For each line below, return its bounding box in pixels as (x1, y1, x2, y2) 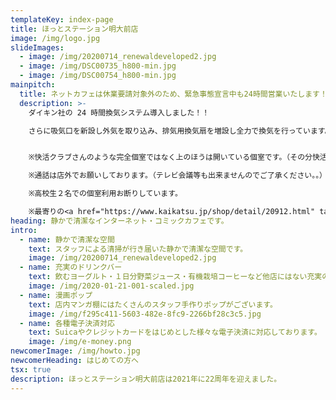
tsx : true (10, 364, 52, 375)
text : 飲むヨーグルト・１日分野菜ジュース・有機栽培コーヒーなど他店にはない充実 (28, 272, 323, 282)
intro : (10, 225, 38, 235)
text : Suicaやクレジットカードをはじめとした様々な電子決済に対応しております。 (28, 327, 322, 338)
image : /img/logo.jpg (10, 33, 101, 43)
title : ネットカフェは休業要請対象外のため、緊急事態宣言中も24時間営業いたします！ (19, 89, 328, 99)
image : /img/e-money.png (28, 337, 132, 347)
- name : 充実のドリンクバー (19, 262, 123, 273)
